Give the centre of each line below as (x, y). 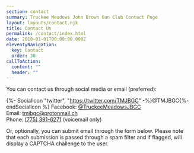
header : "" (25, 72)
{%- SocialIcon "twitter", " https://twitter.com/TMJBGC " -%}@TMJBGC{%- (98, 101)
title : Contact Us (29, 28)
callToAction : (24, 61)
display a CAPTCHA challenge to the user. (58, 144)
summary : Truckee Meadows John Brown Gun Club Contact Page (82, 17)
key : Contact (28, 50)
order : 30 (23, 56)
